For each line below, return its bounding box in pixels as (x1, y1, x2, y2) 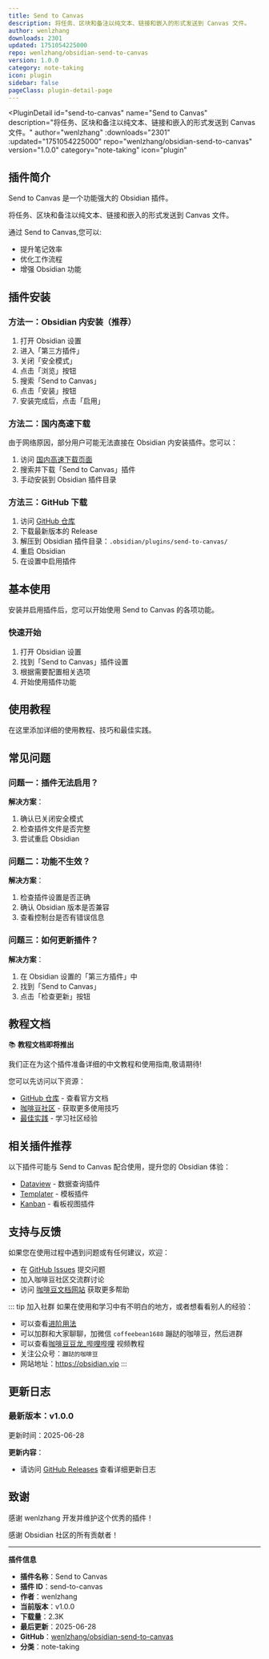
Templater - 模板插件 (19, 1189, 90, 1199)
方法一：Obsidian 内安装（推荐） (8, 316, 136, 327)
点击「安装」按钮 (19, 385, 77, 395)
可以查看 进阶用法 (19, 1319, 77, 1329)
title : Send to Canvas (8, 11, 84, 20)
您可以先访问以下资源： (8, 1076, 86, 1086)
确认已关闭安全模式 (19, 814, 84, 824)
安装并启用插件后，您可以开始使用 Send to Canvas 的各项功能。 (8, 605, 219, 615)
